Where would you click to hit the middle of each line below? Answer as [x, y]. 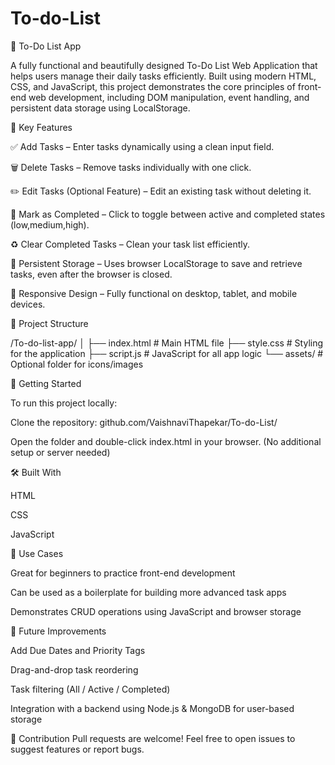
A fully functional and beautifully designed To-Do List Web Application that [164, 65]
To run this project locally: [64, 403]
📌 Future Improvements [58, 631]
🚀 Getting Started [46, 383]
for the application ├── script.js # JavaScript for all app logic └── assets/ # [167, 353]
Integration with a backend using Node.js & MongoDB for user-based [152, 708]
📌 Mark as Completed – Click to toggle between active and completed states [168, 214]
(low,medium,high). [50, 224]
